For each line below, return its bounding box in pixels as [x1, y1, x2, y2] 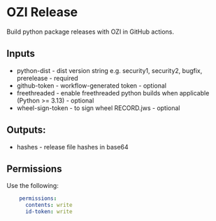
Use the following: [6, 182, 59, 190]
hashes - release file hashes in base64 [16, 142, 129, 151]
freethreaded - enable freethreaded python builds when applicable [16, 88, 210, 97]
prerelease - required [16, 74, 78, 82]
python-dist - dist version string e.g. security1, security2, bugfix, [16, 66, 203, 74]
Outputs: [6, 124, 46, 136]
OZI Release [6, 4, 78, 20]
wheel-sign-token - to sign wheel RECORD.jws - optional [16, 103, 180, 112]
